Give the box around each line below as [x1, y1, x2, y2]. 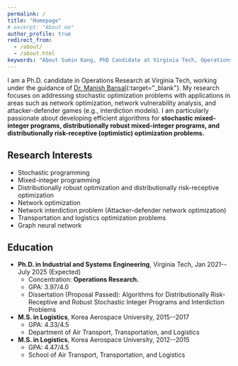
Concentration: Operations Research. [28, 275, 140, 284]
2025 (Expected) [31, 267, 81, 277]
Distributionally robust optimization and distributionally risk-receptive [17, 183, 220, 192]
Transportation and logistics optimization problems [17, 213, 166, 222]
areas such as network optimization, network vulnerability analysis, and [7, 99, 216, 107]
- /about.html [13, 50, 55, 57]
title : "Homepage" [7, 17, 62, 24]
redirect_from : [7, 37, 52, 44]
